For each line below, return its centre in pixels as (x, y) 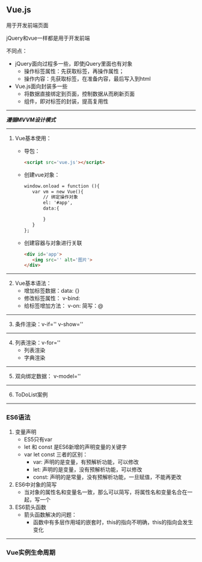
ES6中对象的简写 (36, 484)
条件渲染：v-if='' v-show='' (49, 324)
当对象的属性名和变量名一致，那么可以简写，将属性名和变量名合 (103, 492)
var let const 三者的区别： (56, 454)
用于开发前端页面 (27, 25)
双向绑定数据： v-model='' (48, 376)
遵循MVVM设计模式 (31, 119)
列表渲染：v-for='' (38, 343)
